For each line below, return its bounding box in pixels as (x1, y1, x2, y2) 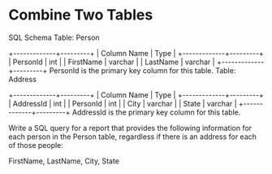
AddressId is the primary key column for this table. (71, 107, 241, 117)
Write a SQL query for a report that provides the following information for (8, 123, 253, 133)
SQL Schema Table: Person (8, 33, 100, 42)
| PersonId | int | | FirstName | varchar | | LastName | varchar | (8, 57, 215, 67)
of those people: (8, 140, 63, 150)
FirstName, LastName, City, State (8, 156, 120, 166)
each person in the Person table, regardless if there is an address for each (8, 132, 257, 141)
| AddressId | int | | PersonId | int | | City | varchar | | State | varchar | (8, 98, 237, 108)
